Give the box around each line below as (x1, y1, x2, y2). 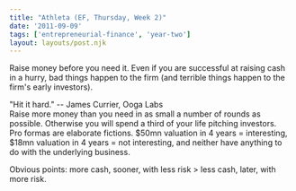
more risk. (9, 174, 47, 185)
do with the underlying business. (9, 147, 130, 158)
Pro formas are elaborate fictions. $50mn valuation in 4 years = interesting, (9, 127, 288, 139)
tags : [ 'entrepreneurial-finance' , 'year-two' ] (9, 30, 192, 39)
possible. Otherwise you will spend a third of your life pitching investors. (9, 118, 277, 129)
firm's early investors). (9, 82, 94, 92)
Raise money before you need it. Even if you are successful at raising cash (9, 63, 286, 74)
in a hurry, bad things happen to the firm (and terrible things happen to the (9, 73, 285, 83)
